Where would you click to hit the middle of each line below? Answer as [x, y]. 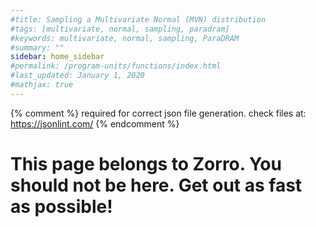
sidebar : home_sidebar [57, 57]
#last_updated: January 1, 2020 [77, 76]
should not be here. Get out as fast [156, 185]
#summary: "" [37, 47]
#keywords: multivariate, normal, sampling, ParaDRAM [125, 38]
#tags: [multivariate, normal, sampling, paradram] [120, 29]
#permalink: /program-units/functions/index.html [116, 66]
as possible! [61, 206]
